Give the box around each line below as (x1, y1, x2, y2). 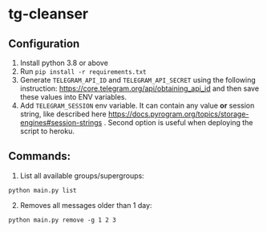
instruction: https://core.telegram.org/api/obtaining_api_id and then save (19, 83, 259, 93)
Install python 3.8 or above (19, 58, 108, 67)
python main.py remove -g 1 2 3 (8, 216, 116, 224)
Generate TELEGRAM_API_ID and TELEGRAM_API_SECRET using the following (19, 75, 257, 84)
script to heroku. (19, 126, 75, 136)
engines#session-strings (19, 118, 103, 127)
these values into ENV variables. (19, 92, 127, 101)
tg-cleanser (8, 5, 89, 23)
